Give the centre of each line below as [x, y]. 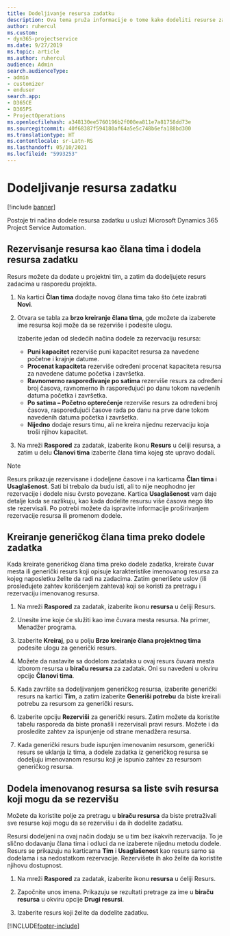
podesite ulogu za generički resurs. [67, 648]
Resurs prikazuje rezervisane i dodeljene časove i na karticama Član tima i [112, 479]
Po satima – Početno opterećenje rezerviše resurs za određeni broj [122, 402]
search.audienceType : [38, 71]
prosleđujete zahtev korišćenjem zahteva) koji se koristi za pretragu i [104, 586]
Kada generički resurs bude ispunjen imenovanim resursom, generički [116, 745]
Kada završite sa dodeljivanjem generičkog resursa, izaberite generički [117, 689]
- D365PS [20, 109]
